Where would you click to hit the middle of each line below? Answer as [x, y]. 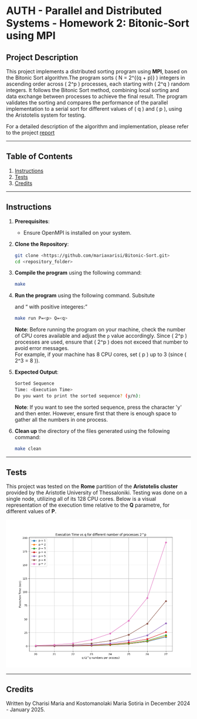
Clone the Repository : [42, 244]
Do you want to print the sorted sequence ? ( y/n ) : [78, 396]
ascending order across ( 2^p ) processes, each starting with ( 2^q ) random [98, 84]
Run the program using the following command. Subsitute [85, 296]
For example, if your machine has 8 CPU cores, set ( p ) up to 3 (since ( [100, 355]
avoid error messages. [42, 348]
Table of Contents [40, 157]
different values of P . [31, 511]
